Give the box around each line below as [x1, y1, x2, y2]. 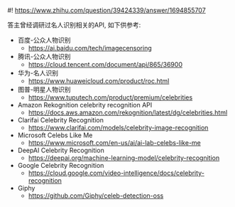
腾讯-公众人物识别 [17, 53, 71, 60]
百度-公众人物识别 [17, 36, 71, 44]
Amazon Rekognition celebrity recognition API [17, 101, 153, 109]
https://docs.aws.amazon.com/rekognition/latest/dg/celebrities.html [28, 108, 228, 117]
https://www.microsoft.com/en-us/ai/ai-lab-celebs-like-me [28, 139, 201, 147]
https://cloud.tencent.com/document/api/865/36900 [28, 60, 183, 68]
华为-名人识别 [17, 69, 59, 77]
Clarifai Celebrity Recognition [17, 116, 104, 124]
